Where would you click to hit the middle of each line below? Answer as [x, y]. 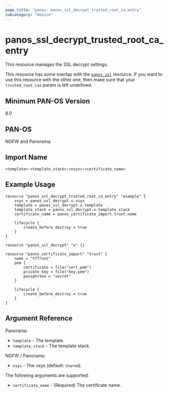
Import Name [26, 157]
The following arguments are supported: [47, 375]
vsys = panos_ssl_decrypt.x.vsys [50, 201]
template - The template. [38, 340]
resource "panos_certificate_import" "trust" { [56, 254]
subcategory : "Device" [29, 15]
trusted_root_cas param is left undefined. [49, 85]
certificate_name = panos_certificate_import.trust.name [76, 214]
